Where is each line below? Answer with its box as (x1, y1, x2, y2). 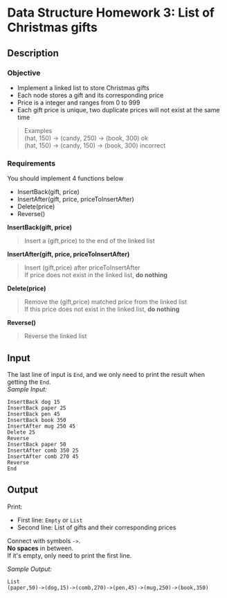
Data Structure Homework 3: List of (7, 5, 215, 21)
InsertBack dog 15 (7, 398, 60, 405)
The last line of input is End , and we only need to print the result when (7, 370, 206, 378)
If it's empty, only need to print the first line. (7, 551, 132, 559)
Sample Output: (7, 565, 52, 573)
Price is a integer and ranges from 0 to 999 (17, 98, 140, 107)
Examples (24, 126, 53, 134)
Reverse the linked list (24, 332, 87, 340)
